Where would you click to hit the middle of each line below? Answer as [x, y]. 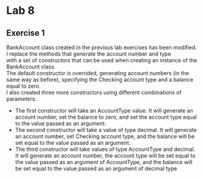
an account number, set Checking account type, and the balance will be [105, 136]
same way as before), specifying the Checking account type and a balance [100, 80]
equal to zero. [24, 86]
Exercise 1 [26, 33]
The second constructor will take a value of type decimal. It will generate [106, 130]
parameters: [22, 99]
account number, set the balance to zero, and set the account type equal [106, 117]
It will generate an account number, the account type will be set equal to [105, 156]
